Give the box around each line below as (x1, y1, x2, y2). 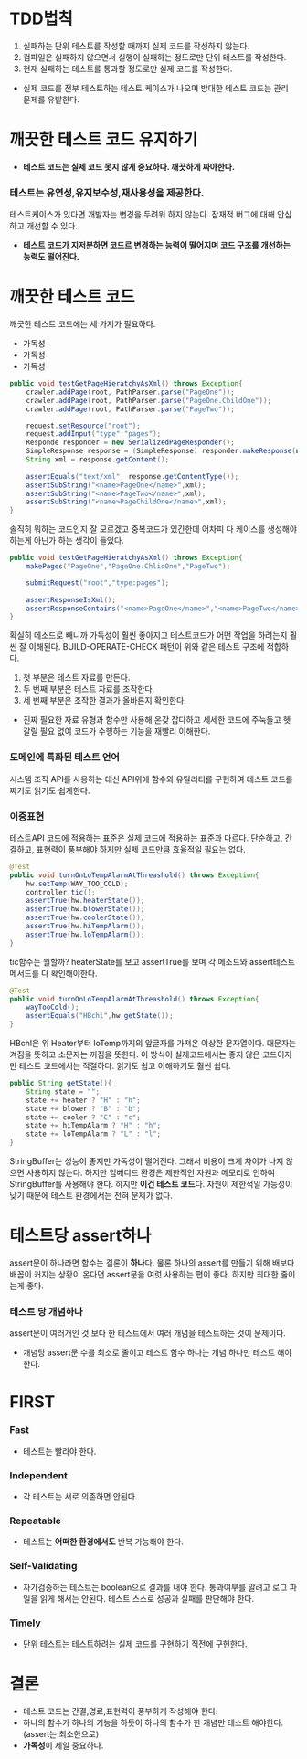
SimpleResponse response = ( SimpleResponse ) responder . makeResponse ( (26, 447, 297, 456)
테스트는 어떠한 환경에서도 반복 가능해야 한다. (22, 1536, 185, 1547)
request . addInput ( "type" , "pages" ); (26, 429, 162, 439)
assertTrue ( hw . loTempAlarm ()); (26, 929, 145, 939)
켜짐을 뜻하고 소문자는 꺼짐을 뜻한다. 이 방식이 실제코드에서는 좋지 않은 (9, 1049, 260, 1060)
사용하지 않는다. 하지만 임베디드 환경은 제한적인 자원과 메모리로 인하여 (26, 1167, 276, 1179)
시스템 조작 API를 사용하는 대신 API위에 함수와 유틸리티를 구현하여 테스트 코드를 (9, 773, 294, 784)
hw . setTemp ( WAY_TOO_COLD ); (26, 879, 129, 888)
